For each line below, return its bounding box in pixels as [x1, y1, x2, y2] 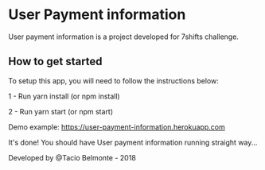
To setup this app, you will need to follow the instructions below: [8, 75, 219, 85]
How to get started [8, 55, 103, 68]
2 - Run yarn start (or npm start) [8, 106, 114, 116]
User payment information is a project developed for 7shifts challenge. [8, 32, 239, 41]
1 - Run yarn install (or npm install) [8, 91, 121, 101]
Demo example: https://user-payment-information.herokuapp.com [8, 122, 225, 132]
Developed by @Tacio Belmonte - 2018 [8, 153, 137, 162]
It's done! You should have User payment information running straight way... [8, 137, 258, 147]
